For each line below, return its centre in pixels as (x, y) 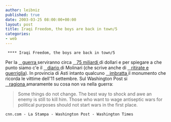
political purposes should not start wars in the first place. (78, 105)
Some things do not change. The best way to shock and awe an (85, 94)
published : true (22, 15)
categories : (18, 34)
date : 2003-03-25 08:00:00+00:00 (41, 19)
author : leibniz (22, 10)
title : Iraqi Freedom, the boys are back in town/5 (61, 29)
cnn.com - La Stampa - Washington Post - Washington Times (69, 114)
